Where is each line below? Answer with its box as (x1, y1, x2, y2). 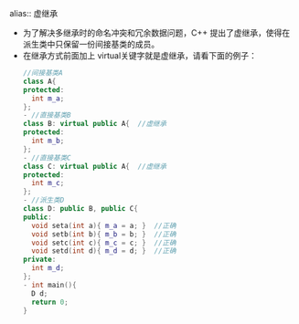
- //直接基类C (22, 153, 71, 162)
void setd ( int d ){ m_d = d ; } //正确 (31, 246, 176, 256)
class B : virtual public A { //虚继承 (22, 120, 167, 129)
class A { (22, 77, 57, 86)
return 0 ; (31, 298, 69, 307)
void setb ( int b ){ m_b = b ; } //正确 (31, 229, 176, 239)
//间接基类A (22, 68, 63, 78)
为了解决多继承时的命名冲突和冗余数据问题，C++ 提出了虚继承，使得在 (22, 27, 291, 38)
